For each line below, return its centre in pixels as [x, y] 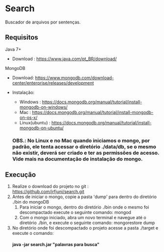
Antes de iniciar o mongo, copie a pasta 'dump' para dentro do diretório [84, 197]
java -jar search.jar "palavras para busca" [56, 245]
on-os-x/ [28, 117]
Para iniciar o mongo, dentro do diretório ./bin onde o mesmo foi [84, 207]
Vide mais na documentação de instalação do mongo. [77, 159]
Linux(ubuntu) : [35, 122]
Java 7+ [13, 49]
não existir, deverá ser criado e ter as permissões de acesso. [86, 153]
